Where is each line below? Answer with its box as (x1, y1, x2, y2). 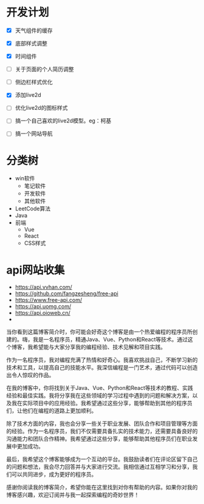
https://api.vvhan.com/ (15, 283, 73, 291)
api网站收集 (6, 263, 65, 277)
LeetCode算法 (15, 205, 50, 212)
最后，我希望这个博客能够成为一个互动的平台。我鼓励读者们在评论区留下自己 (6, 455, 198, 463)
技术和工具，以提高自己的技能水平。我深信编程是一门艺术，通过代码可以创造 (6, 364, 198, 371)
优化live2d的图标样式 (15, 104, 68, 112)
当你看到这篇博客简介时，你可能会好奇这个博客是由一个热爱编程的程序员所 (6, 328, 192, 335)
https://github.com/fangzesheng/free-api (15, 290, 118, 297)
